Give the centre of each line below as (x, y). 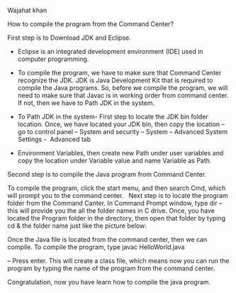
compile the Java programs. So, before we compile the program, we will (123, 88)
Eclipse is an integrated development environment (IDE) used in (110, 51)
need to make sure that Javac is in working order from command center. (123, 95)
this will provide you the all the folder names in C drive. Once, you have (111, 211)
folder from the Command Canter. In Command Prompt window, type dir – (115, 203)
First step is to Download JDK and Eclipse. (69, 38)
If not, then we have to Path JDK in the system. (86, 103)
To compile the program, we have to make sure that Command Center (119, 73)
